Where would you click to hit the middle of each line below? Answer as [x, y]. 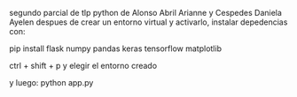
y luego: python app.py [51, 82]
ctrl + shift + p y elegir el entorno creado [83, 66]
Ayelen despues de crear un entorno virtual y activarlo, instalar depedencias [148, 22]
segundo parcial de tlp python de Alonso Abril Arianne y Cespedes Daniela [145, 13]
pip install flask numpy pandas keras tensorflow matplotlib [115, 48]
